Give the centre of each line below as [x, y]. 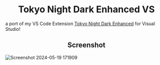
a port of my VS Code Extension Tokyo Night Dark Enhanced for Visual [80, 24]
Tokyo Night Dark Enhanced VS [86, 9]
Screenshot [86, 45]
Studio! [13, 29]
